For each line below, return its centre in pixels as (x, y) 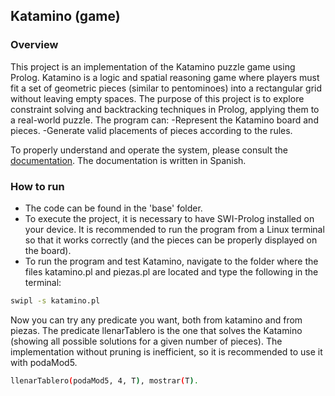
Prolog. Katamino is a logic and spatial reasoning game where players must (165, 77)
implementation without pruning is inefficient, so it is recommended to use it (166, 351)
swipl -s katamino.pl (55, 300)
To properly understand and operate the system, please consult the (149, 150)
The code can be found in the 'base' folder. (113, 208)
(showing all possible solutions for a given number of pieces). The (146, 341)
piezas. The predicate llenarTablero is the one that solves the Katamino (156, 330)
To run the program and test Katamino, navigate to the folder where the (171, 261)
